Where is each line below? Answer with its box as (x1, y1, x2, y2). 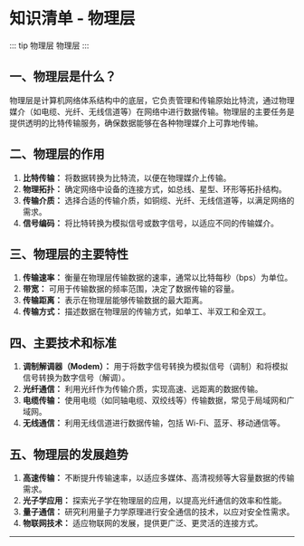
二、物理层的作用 (9, 147, 105, 162)
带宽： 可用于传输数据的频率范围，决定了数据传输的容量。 (22, 283, 240, 294)
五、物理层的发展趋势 (9, 446, 128, 462)
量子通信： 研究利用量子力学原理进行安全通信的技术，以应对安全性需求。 (22, 506, 295, 517)
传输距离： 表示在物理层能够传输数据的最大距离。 (22, 295, 208, 306)
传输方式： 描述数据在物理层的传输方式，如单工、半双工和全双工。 (22, 306, 271, 317)
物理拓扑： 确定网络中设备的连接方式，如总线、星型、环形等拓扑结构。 (22, 183, 287, 195)
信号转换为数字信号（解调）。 (22, 372, 130, 383)
